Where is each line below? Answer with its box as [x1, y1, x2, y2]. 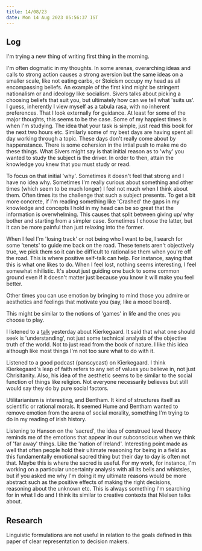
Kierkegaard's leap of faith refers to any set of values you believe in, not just [6, 366, 196, 373]
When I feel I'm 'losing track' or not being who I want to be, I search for [6, 235, 183, 243]
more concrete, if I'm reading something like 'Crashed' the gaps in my [6, 198, 180, 205]
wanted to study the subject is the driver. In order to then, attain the [6, 154, 174, 162]
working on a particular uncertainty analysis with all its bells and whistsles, [6, 466, 192, 473]
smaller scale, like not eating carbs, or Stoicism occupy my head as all [6, 77, 181, 84]
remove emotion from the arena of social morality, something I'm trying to [6, 409, 189, 416]
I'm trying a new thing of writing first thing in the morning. [6, 53, 150, 60]
